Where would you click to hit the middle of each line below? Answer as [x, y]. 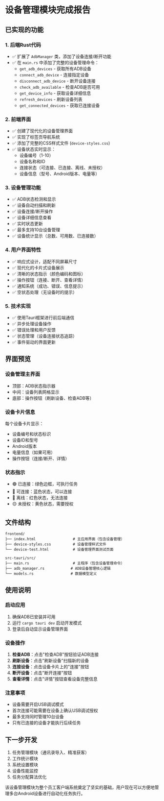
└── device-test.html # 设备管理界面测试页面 [59, 550]
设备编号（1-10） [36, 155]
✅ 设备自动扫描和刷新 [34, 205]
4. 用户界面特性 [23, 250]
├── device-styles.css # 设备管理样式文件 [56, 544]
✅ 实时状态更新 [27, 224]
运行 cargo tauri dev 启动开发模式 [47, 623]
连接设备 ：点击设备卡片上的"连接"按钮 [51, 667]
